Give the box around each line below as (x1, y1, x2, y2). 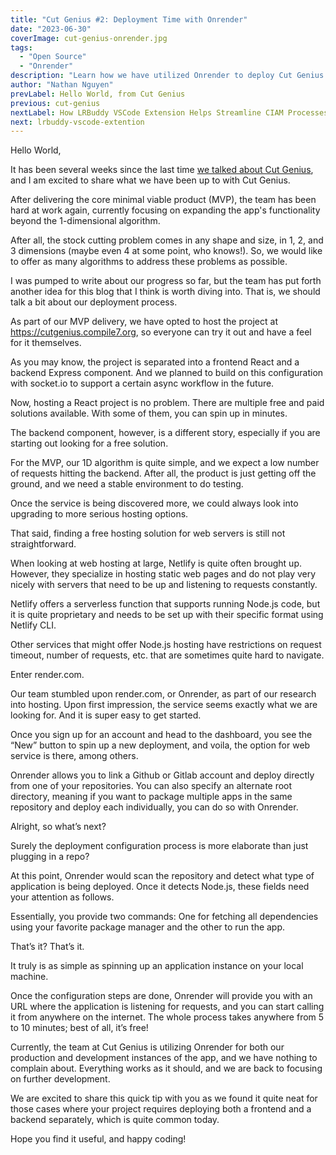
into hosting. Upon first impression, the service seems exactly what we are (10, 699, 318, 711)
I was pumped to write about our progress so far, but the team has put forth (10, 275, 322, 287)
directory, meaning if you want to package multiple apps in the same (10, 791, 293, 803)
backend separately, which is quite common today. (10, 1114, 220, 1126)
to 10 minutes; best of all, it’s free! (10, 1022, 149, 1034)
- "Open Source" (19, 52, 87, 62)
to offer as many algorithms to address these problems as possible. (10, 256, 288, 268)
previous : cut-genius (10, 98, 101, 108)
